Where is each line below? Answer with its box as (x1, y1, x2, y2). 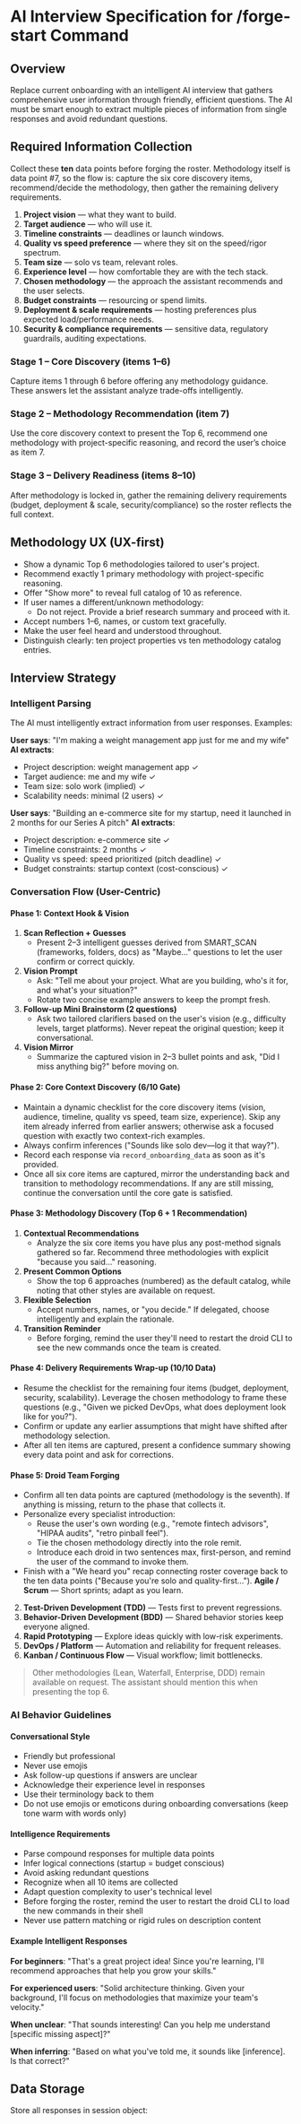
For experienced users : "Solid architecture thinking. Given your (10, 1982, 245, 1993)
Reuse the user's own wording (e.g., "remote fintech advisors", (36, 1518, 270, 1530)
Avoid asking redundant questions (22, 1868, 150, 1878)
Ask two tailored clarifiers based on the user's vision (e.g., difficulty (36, 1013, 287, 1024)
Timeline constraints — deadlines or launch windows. (22, 228, 225, 238)
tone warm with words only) (22, 1808, 127, 1819)
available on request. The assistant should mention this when (31, 1677, 258, 1687)
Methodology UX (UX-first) (10, 535, 165, 551)
